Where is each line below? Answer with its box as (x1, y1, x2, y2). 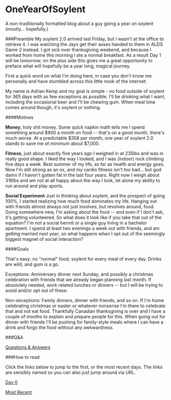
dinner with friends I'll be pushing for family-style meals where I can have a (5, 319, 164, 325)
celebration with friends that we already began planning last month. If (5, 277, 152, 283)
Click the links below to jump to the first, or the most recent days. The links (5, 364, 163, 370)
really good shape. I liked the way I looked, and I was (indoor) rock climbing (5, 156, 164, 162)
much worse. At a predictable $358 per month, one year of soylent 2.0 (5, 135, 154, 141)
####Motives (5, 114, 34, 120)
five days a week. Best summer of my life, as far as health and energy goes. (5, 161, 165, 167)
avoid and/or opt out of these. (5, 287, 68, 293)
